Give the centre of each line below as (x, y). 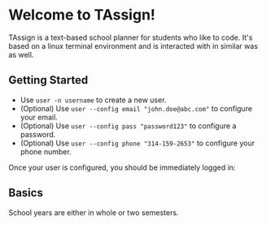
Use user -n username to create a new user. (93, 100)
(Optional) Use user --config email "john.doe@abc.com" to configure (136, 108)
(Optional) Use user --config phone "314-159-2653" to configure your (137, 143)
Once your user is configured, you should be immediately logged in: (122, 167)
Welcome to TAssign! (82, 15)
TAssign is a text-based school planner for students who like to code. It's (131, 37)
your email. (39, 117)
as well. (21, 54)
